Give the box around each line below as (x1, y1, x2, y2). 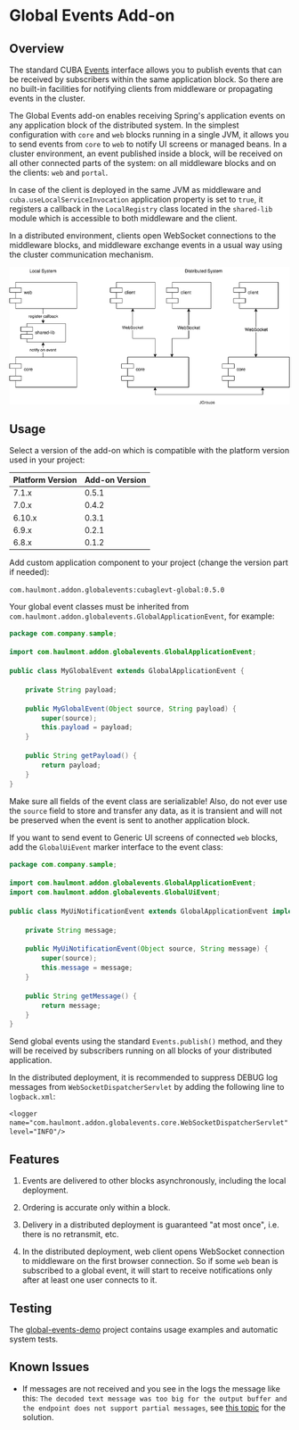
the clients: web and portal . (9, 167, 109, 178)
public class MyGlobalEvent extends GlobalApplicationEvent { (9, 667, 245, 676)
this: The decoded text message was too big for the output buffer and (21, 1393, 287, 1403)
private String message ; (25, 926, 117, 935)
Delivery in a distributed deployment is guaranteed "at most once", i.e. (21, 1219, 280, 1230)
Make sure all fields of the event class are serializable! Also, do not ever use (9, 795, 287, 806)
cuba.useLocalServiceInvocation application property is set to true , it (9, 194, 264, 204)
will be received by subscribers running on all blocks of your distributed (9, 1045, 272, 1056)
